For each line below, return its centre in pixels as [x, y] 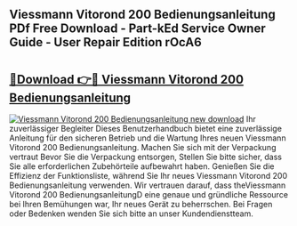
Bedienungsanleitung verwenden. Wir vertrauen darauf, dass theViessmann [148, 185]
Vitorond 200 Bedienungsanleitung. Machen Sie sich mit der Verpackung [143, 147]
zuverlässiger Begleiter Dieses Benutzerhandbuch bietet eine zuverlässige [146, 129]
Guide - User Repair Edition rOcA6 [105, 42]
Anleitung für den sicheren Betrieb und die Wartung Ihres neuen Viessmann [148, 138]
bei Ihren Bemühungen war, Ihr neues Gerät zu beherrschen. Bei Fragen [141, 204]
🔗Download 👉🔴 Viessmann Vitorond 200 [127, 79]
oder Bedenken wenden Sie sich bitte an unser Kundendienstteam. [131, 214]
